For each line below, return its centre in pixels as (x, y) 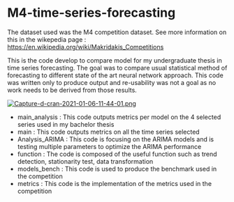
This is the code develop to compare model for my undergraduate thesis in (115, 60)
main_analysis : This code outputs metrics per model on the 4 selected (119, 117)
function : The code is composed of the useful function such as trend (117, 154)
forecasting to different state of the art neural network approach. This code (115, 75)
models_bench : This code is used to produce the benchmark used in (117, 169)
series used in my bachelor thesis (66, 124)
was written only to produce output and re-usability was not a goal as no (112, 82)
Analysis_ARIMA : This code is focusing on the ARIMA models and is (116, 139)
